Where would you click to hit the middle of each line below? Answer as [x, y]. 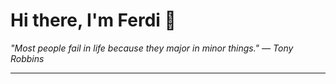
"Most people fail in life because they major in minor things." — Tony [152, 48]
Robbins [27, 58]
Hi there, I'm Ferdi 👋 [93, 20]
